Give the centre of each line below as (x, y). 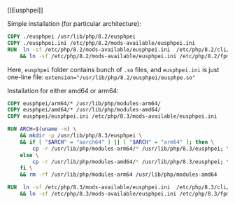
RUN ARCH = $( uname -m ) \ (42, 129)
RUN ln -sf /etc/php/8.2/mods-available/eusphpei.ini (89, 49)
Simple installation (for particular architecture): (74, 23)
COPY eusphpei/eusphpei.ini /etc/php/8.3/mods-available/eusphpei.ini (112, 116)
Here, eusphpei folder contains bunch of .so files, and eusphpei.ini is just (113, 69)
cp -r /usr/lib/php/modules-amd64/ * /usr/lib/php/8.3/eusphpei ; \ (131, 162)
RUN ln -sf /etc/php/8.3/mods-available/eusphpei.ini (89, 188)
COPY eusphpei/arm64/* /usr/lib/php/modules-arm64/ (84, 103)
